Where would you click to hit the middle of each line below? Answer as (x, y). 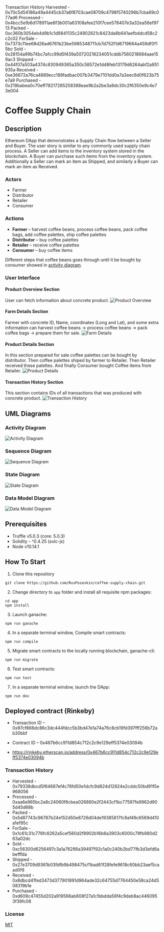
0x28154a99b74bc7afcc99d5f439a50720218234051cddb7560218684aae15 (82, 54)
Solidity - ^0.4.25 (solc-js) (38, 541)
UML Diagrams (28, 413)
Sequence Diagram (28, 451)
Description (23, 129)
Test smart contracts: (34, 669)
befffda (20, 854)
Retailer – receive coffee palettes (46, 245)
